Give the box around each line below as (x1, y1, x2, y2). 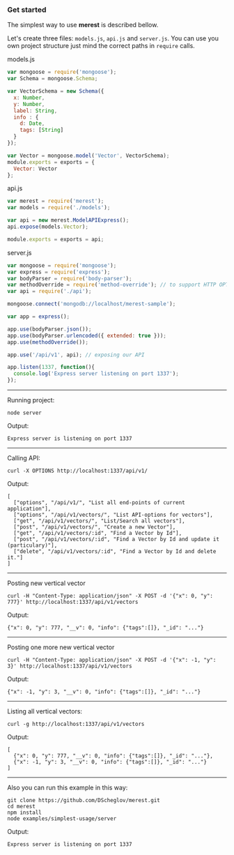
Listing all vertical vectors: (7, 707, 82, 716)
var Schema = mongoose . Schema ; (7, 75, 98, 82)
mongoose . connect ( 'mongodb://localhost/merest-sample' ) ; (7, 301, 176, 308)
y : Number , (13, 100, 45, 107)
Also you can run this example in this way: (7, 783, 128, 792)
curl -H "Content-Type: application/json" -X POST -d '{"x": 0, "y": (7, 593, 214, 600)
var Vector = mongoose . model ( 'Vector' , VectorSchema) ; (7, 152, 170, 159)
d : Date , (19, 120, 45, 127)
